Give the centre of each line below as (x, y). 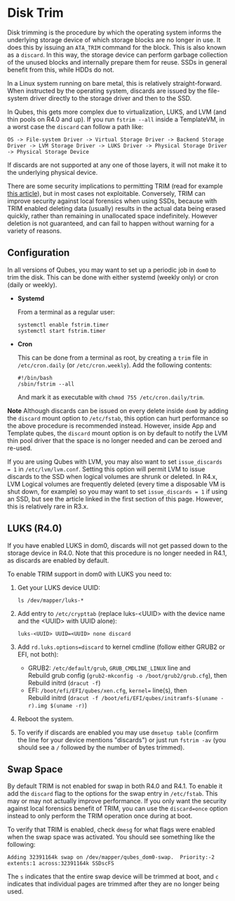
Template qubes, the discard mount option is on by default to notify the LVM (117, 433)
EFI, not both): (38, 654)
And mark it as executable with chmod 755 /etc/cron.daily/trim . (111, 397)
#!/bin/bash (35, 378)
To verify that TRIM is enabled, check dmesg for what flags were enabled (111, 829)
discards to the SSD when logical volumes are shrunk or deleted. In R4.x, (113, 476)
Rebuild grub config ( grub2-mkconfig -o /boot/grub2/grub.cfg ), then (127, 675)
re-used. (20, 448)
